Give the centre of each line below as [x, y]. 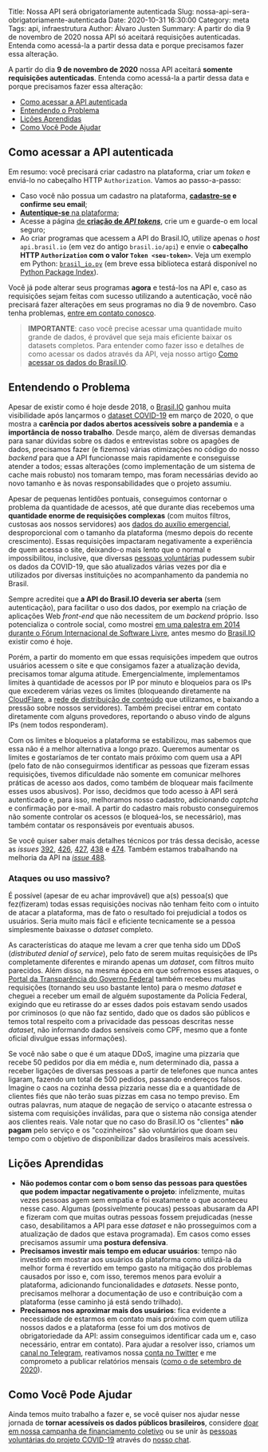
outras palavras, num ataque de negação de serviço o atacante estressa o [130, 1105]
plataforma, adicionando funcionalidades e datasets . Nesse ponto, [129, 1284]
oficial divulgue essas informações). [68, 1038]
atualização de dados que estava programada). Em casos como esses [135, 1234]
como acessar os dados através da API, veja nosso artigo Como [133, 354]
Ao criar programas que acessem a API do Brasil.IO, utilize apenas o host [140, 238]
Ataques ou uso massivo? [59, 878]
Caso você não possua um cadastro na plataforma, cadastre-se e [128, 196]
